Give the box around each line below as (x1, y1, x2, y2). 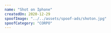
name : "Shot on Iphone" (4, 7, 53, 12)
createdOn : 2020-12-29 (4, 12, 50, 16)
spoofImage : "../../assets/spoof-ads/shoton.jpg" (4, 16, 107, 21)
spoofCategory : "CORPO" (4, 20, 53, 26)
